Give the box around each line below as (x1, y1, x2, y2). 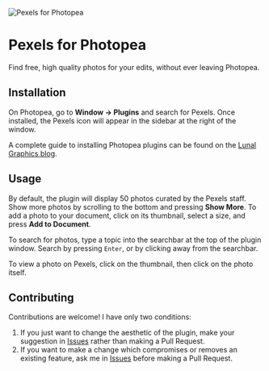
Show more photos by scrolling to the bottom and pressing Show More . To (8, 202, 257, 211)
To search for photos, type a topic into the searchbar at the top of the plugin (8, 235, 262, 244)
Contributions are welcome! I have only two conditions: (8, 312, 191, 322)
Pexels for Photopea (8, 36, 147, 54)
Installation (8, 85, 66, 100)
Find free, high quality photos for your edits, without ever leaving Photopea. (8, 62, 260, 72)
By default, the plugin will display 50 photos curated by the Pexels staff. (8, 194, 246, 203)
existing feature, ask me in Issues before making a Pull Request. (19, 353, 233, 363)
